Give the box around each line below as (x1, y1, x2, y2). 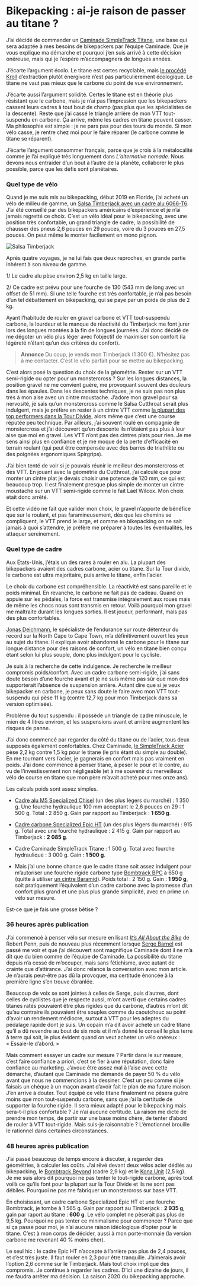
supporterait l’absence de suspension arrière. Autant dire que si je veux (6, 681, 181, 689)
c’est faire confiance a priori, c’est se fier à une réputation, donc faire (6, 1058, 175, 1065)
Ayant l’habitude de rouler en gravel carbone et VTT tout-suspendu (6, 314, 170, 321)
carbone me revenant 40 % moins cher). (6, 1236, 105, 1243)
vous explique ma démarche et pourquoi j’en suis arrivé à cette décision (6, 49, 182, 56)
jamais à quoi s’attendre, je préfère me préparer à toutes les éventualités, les (6, 524, 192, 531)
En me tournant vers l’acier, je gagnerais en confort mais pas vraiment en (6, 755, 185, 762)
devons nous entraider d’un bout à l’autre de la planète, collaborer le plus (6, 159, 184, 166)
